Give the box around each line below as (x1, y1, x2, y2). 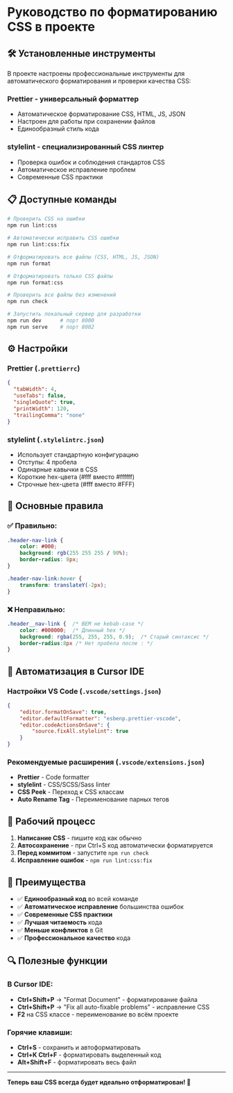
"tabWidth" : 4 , (13, 386, 58, 393)
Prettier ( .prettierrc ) (7, 364, 80, 373)
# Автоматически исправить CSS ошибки (7, 234, 119, 242)
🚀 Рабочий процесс (7, 815, 96, 827)
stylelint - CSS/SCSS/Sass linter (17, 780, 111, 789)
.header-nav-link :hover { (7, 575, 82, 582)
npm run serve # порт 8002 (7, 323, 95, 330)
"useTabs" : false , (13, 392, 67, 400)
